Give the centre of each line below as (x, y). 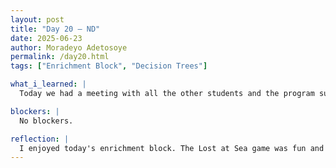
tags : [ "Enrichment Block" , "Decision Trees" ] (109, 66)
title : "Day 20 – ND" (55, 29)
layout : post (37, 19)
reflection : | (40, 139)
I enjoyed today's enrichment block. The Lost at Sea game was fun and (172, 148)
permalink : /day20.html (60, 57)
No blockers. (46, 121)
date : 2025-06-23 (46, 38)
